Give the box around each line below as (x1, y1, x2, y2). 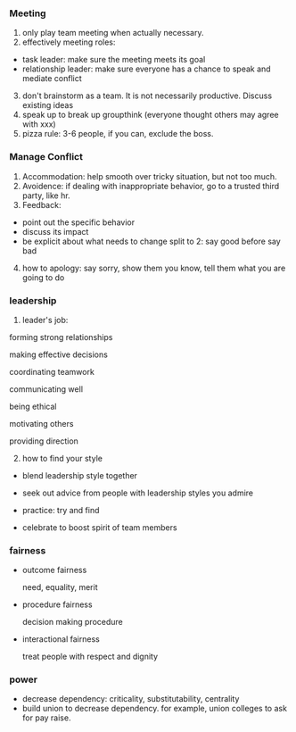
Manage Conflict (9, 151, 83, 163)
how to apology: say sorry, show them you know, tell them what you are (21, 262, 286, 273)
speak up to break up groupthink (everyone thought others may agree (21, 110, 279, 121)
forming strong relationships (9, 331, 113, 342)
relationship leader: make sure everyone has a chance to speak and (21, 63, 271, 74)
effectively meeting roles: (21, 37, 116, 47)
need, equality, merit (21, 582, 98, 593)
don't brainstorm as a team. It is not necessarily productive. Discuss (21, 90, 273, 101)
